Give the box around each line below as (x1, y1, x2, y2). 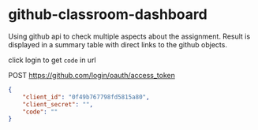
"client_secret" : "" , (22, 100, 93, 108)
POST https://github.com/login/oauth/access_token (8, 70, 175, 80)
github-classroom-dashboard (8, 6, 208, 24)
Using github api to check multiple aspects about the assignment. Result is (8, 32, 251, 41)
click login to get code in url (8, 55, 96, 65)
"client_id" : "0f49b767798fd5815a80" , (22, 93, 150, 101)
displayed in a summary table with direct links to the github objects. (8, 39, 227, 49)
